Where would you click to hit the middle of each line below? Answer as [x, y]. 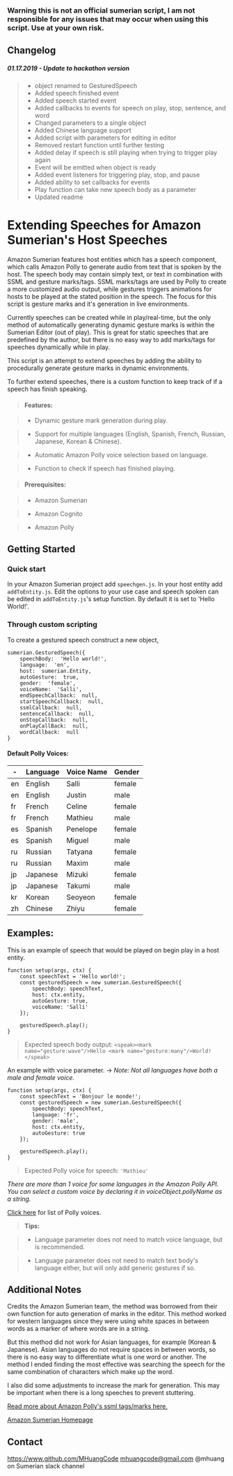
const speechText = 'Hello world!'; [73, 976]
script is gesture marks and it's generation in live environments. [98, 304]
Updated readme [59, 197]
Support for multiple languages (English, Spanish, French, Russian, [130, 434]
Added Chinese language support [83, 131]
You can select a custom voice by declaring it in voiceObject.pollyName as [115, 1191]
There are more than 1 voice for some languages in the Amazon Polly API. [113, 1184]
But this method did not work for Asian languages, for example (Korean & [112, 1342]
